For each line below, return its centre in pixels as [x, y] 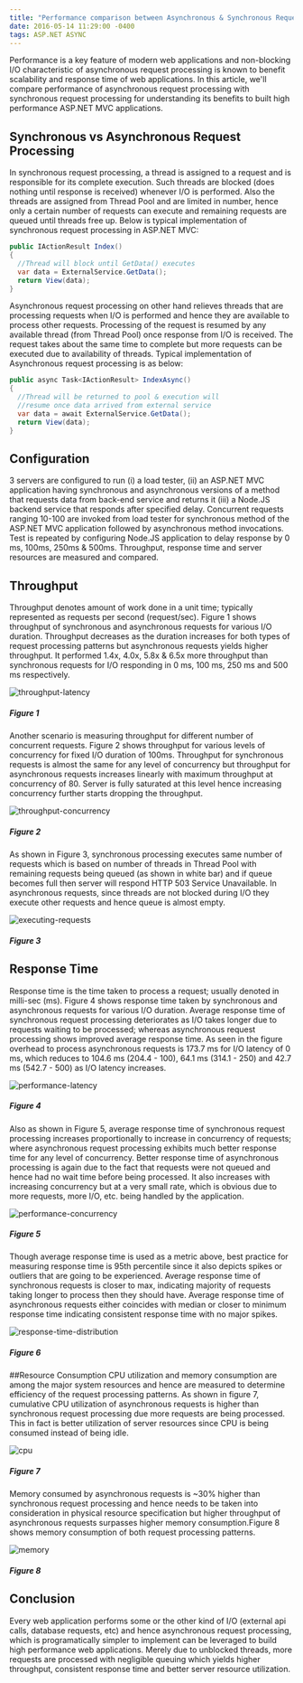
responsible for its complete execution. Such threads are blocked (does [142, 183]
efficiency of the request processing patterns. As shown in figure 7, [134, 1395]
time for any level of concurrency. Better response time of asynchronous [144, 1157]
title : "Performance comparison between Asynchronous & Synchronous [141, 18]
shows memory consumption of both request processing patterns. [133, 1532]
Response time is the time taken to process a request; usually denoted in [144, 991]
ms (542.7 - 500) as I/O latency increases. [88, 1067]
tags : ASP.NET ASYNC [48, 34]
